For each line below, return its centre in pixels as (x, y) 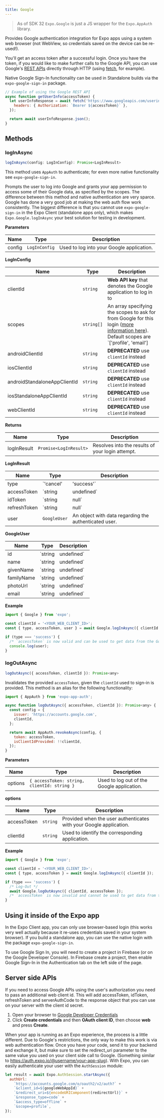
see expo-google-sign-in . (31, 177)
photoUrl (18, 586)
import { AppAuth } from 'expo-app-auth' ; (49, 696)
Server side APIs (31, 978)
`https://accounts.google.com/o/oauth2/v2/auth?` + (67, 1084)
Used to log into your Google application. (106, 248)
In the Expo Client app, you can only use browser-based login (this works (79, 927)
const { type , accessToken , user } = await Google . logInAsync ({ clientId (82, 628)
